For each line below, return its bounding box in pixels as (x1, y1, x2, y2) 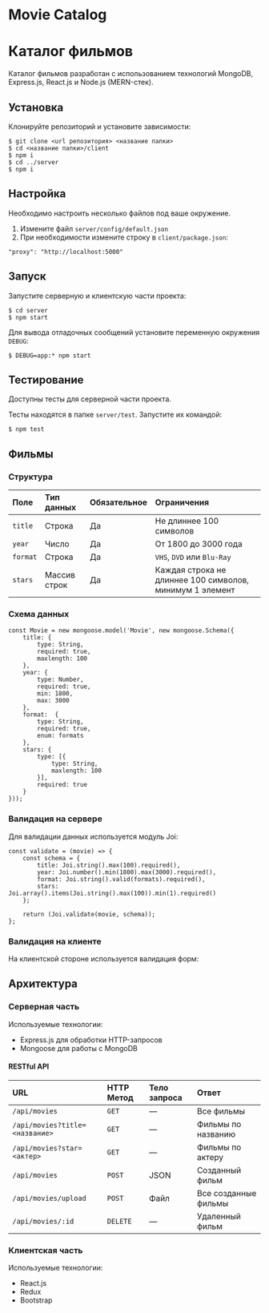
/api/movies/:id (12, 1216, 74, 1226)
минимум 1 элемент (155, 585, 235, 596)
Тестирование (8, 373, 84, 386)
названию (196, 1128, 236, 1139)
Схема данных (8, 608, 70, 619)
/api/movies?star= (12, 1143, 82, 1153)
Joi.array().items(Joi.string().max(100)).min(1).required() (8, 889, 217, 897)
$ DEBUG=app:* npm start (8, 351, 91, 360)
